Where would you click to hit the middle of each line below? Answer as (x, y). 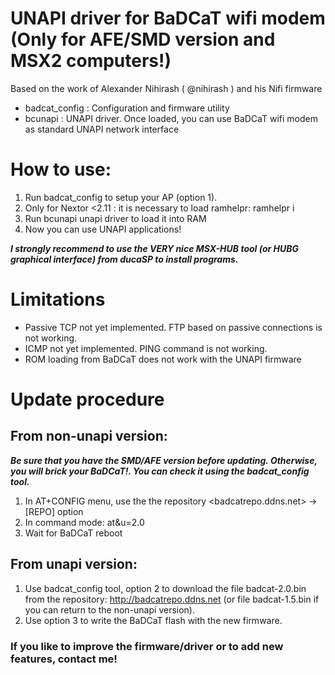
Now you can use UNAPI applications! (103, 229)
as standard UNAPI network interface (102, 129)
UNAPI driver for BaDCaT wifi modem (168, 18)
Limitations (58, 299)
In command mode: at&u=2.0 (84, 522)
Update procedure (87, 399)
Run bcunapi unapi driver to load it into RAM (115, 218)
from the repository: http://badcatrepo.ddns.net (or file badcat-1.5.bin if (172, 599)
